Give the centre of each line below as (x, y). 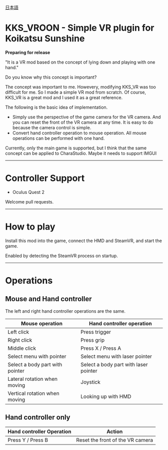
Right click (20, 340)
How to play (30, 227)
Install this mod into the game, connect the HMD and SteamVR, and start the (84, 241)
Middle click (22, 348)
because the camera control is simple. (52, 127)
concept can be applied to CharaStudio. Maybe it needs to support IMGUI (81, 153)
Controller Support (45, 178)
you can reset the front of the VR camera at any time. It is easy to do (83, 122)
